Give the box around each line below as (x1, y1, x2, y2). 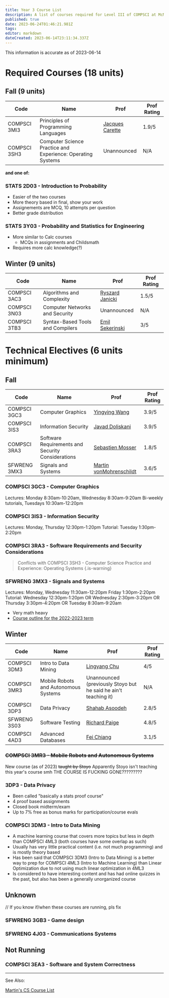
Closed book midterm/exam (12, 803, 70, 810)
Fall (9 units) (5, 87, 45, 96)
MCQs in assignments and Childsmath (20, 240, 100, 246)
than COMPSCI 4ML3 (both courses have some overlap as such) (12, 838, 147, 844)
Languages (39, 129, 66, 136)
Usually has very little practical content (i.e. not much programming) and (12, 844, 163, 850)
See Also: (5, 977, 25, 983)
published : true (5, 17, 39, 22)
